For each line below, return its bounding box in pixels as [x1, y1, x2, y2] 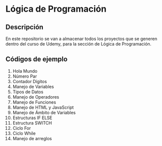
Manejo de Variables [12, 83, 54, 89]
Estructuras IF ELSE [12, 115, 53, 121]
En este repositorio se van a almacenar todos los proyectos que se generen [5, 36, 158, 42]
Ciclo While [12, 130, 36, 136]
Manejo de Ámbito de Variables [12, 109, 76, 115]
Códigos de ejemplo [5, 55, 68, 63]
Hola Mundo [12, 68, 38, 74]
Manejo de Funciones [12, 99, 57, 105]
